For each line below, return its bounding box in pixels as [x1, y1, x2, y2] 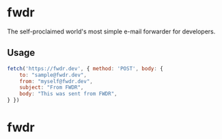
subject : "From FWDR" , [19, 84, 84, 91]
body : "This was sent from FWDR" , [19, 91, 117, 97]
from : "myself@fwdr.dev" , [19, 78, 94, 84]
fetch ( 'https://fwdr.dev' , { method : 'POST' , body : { [7, 65, 164, 72]
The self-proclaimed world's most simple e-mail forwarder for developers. [7, 27, 216, 35]
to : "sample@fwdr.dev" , [19, 72, 87, 78]
